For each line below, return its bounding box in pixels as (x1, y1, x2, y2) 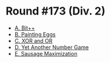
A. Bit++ (14, 24, 35, 31)
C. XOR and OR (14, 37, 53, 44)
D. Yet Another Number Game (14, 44, 89, 51)
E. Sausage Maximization (14, 50, 78, 57)
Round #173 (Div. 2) (5, 4, 106, 18)
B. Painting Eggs (14, 30, 56, 38)
